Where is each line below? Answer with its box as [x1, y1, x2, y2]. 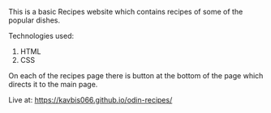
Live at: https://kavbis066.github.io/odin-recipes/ [8, 95, 173, 104]
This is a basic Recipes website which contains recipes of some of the [8, 7, 243, 16]
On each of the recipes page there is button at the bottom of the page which [8, 71, 264, 80]
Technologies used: [8, 31, 75, 40]
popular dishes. [8, 15, 61, 25]
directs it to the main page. [8, 80, 98, 89]
